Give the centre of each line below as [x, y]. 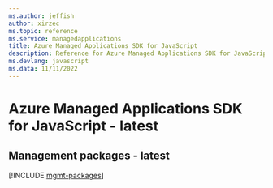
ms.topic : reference [43, 31]
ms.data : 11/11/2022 [43, 69]
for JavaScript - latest [84, 126]
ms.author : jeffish [41, 16]
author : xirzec [34, 23]
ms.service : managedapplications [65, 38]
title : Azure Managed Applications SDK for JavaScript [103, 46]
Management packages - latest [89, 156]
